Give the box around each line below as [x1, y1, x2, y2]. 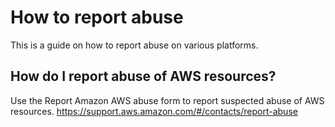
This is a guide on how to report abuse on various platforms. [10, 39, 259, 51]
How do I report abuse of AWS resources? [10, 68, 277, 85]
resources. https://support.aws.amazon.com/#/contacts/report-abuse [10, 105, 298, 117]
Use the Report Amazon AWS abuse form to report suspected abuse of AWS [10, 94, 325, 106]
